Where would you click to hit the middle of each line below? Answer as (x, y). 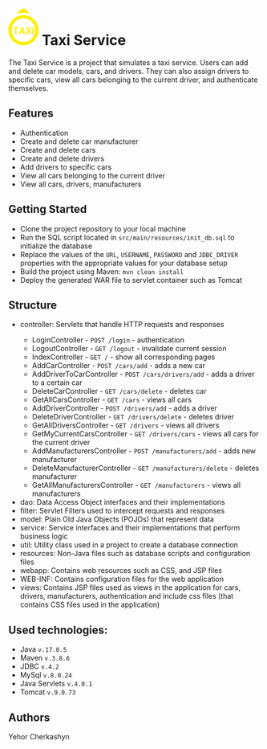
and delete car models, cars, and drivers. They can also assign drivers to (129, 71)
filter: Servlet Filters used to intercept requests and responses (122, 511)
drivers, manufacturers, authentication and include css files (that (127, 596)
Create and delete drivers (62, 158)
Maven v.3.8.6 (45, 658)
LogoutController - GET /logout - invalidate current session (129, 349)
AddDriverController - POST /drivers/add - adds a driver (125, 408)
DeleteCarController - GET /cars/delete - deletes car (119, 391)
